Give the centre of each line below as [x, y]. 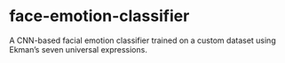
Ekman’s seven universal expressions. [79, 49]
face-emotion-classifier [99, 16]
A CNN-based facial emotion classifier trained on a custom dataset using [143, 40]
